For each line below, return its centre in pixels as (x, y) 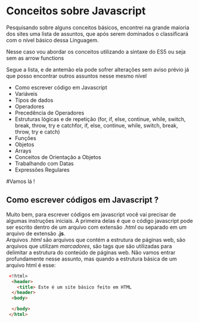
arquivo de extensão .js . (36, 233)
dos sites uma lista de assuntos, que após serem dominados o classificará (97, 33)
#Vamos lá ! (21, 181)
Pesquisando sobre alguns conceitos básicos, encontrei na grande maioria (98, 27)
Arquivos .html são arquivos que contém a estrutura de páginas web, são (96, 240)
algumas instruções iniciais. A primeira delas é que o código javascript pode (100, 220)
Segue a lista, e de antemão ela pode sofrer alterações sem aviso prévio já (98, 69)
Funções (26, 138)
